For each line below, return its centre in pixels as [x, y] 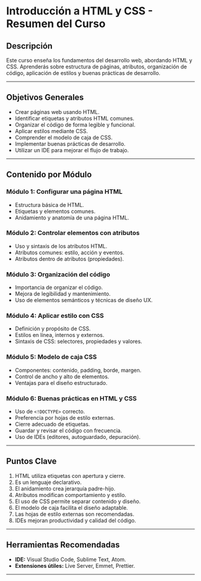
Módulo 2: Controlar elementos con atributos [73, 233]
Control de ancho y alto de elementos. [62, 377]
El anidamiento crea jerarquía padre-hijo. [65, 488]
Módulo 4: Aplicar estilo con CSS [55, 316]
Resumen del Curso [56, 24]
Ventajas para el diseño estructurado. [61, 383]
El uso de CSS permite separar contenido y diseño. [78, 501]
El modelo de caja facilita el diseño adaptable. [71, 507]
